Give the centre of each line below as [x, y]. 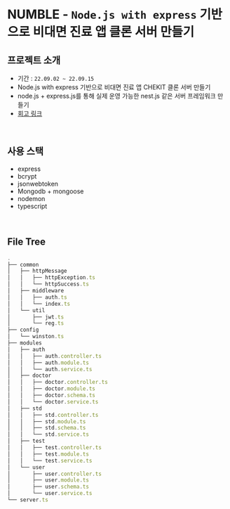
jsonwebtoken [38, 183]
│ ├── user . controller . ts [54, 474]
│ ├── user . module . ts [48, 480]
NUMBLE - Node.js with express [102, 14]
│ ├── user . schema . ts [48, 487]
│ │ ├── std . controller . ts [53, 415]
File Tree [27, 242]
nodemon [31, 198]
